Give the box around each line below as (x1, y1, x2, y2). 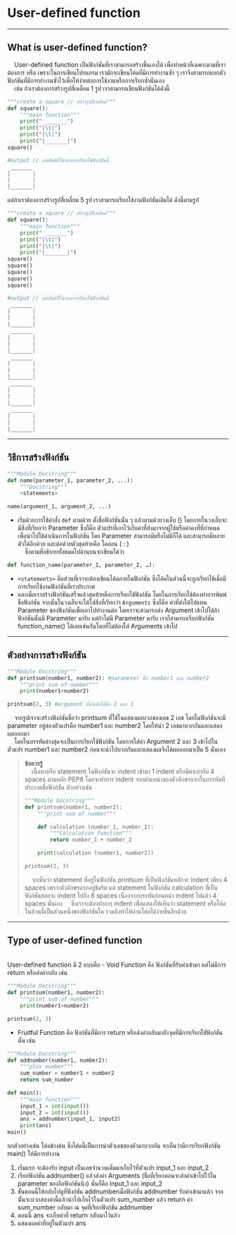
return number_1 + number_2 (50, 836, 132, 843)
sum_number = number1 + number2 (20, 1069, 114, 1077)
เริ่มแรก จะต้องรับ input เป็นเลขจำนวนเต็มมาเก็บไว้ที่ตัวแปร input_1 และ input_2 (17, 1164, 209, 1172)
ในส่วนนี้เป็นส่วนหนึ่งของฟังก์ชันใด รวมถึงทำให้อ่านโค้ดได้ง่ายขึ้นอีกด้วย (24, 907, 187, 915)
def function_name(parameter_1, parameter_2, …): (7, 561, 156, 569)
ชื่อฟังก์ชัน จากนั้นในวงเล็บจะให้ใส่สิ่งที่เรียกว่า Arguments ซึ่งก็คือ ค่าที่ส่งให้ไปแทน (17, 597, 207, 607)
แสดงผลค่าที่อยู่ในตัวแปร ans (17, 1219, 86, 1227)
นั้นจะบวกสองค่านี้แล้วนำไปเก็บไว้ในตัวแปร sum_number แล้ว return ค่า (17, 1196, 193, 1204)
